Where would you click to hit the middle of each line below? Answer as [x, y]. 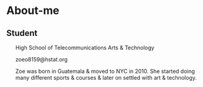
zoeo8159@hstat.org [41, 59]
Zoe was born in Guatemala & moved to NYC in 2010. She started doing [105, 71]
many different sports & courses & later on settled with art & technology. [106, 78]
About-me [33, 11]
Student [22, 33]
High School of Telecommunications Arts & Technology [85, 47]
